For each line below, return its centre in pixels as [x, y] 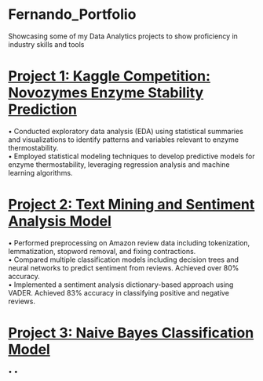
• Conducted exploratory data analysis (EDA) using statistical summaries [126, 131]
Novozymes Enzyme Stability [106, 93]
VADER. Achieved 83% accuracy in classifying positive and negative [119, 292]
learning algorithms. [40, 172]
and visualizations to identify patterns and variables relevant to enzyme [124, 140]
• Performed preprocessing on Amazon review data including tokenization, [129, 243]
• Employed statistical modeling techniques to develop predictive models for [131, 156]
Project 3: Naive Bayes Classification [131, 333]
